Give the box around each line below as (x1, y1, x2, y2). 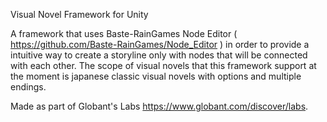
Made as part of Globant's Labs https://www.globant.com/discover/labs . (10, 100, 309, 112)
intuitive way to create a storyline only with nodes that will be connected (10, 49, 308, 61)
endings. (10, 81, 47, 93)
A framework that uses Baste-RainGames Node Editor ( (10, 28, 238, 39)
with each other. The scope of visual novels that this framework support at (10, 60, 317, 71)
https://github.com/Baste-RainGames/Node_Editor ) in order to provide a (10, 39, 310, 50)
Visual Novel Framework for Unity (10, 9, 149, 20)
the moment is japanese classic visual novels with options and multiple (10, 70, 302, 82)
